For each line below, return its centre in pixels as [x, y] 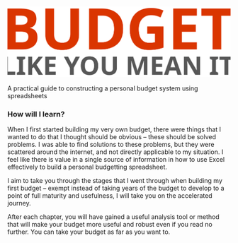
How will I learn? [36, 114]
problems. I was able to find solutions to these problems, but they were [111, 145]
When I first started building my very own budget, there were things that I [114, 129]
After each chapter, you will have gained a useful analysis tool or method [113, 217]
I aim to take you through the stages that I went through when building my [115, 181]
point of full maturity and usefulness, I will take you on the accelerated [110, 196]
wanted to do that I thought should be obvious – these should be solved [112, 137]
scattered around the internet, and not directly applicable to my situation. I [115, 152]
